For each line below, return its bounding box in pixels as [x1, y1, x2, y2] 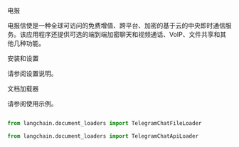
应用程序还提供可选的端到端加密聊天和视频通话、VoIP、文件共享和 [26, 31, 221, 38]
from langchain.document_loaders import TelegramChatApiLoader [7, 132, 199, 140]
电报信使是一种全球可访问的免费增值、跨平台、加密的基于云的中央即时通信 [7, 21, 225, 30]
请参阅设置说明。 [7, 70, 58, 77]
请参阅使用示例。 [7, 99, 58, 108]
